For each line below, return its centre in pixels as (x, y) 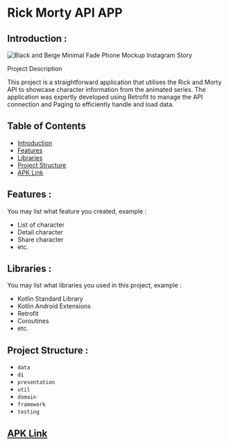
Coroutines (33, 321)
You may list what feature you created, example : (77, 211)
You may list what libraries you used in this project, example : (94, 285)
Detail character (40, 232)
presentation (36, 383)
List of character (41, 225)
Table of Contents (47, 126)
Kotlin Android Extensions (54, 306)
